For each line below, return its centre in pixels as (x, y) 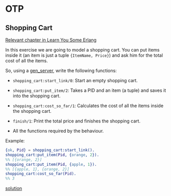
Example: (15, 141)
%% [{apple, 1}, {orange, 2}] (38, 169)
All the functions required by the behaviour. (58, 131)
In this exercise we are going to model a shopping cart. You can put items (82, 50)
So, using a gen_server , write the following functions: (61, 70)
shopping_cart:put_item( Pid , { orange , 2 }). (52, 155)
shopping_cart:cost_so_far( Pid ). (41, 174)
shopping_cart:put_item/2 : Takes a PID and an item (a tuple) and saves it (89, 90)
